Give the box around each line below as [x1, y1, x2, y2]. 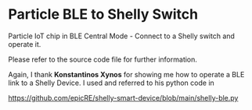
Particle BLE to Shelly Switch [8, 5, 198, 23]
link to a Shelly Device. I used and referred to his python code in [8, 78, 215, 87]
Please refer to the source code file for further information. [8, 55, 198, 64]
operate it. [8, 39, 41, 48]
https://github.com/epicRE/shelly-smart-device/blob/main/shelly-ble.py [8, 93, 239, 102]
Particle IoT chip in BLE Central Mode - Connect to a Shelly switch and [8, 31, 235, 41]
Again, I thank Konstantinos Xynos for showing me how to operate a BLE [8, 69, 245, 79]
